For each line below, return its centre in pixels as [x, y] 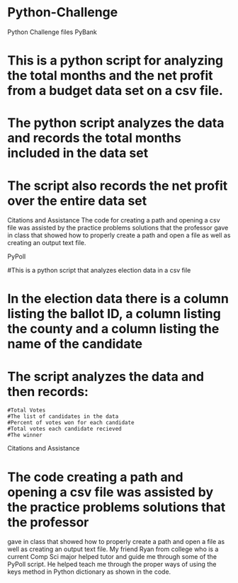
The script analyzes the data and [106, 377]
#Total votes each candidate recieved [64, 429]
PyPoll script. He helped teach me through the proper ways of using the [112, 565]
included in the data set [78, 153]
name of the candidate [75, 344]
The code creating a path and [95, 477]
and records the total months [95, 138]
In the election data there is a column [118, 299]
